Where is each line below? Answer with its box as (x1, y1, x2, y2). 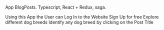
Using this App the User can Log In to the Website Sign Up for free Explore (5, 14, 159, 19)
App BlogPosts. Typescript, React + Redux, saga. (5, 4, 106, 10)
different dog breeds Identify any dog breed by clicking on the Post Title (5, 19, 154, 25)
